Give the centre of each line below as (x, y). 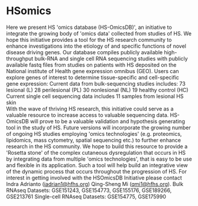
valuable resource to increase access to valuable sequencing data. (87, 115)
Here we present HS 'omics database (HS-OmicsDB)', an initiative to (89, 27)
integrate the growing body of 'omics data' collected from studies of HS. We (99, 33)
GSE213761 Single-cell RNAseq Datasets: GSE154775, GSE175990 (86, 197)
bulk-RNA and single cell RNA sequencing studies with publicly (111, 58)
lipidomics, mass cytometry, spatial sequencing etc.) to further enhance (94, 140)
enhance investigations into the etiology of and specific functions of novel (96, 46)
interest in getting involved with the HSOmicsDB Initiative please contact (94, 178)
